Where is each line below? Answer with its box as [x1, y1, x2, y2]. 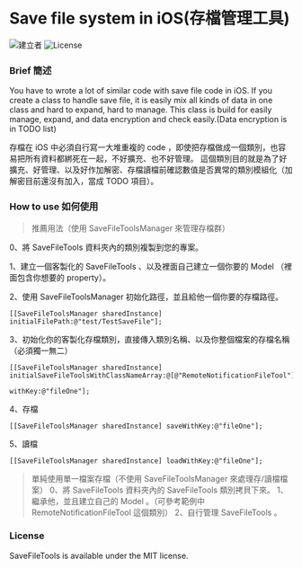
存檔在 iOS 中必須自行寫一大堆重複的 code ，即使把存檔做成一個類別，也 [9, 142, 279, 153]
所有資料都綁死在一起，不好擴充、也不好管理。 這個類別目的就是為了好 [24, 154, 288, 164]
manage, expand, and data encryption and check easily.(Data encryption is [9, 114, 288, 125]
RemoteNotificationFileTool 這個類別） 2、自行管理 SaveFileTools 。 [31, 507, 282, 518]
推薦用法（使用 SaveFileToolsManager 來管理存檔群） [31, 222, 231, 234]
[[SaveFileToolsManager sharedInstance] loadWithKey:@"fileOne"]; [9, 456, 263, 466]
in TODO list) [9, 123, 57, 135]
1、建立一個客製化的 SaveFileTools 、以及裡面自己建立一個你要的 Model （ [9, 261, 285, 271]
